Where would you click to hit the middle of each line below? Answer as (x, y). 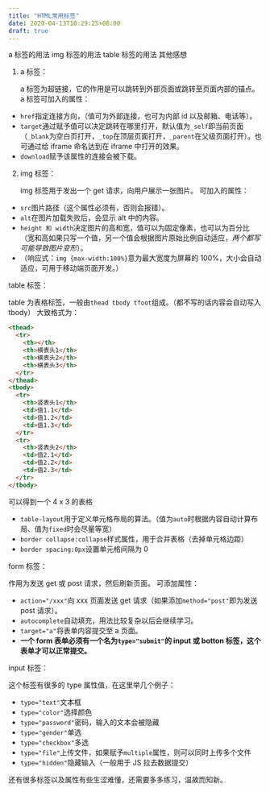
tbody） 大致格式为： (44, 313)
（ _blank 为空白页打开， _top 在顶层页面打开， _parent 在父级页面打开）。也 (141, 136)
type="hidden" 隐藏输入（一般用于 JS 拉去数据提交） (106, 762)
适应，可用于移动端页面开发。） (71, 268)
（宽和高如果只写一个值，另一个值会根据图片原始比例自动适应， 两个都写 (140, 238)
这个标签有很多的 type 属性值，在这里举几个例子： (92, 685)
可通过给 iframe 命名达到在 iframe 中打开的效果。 (102, 147)
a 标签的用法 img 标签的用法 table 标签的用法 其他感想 (98, 55)
